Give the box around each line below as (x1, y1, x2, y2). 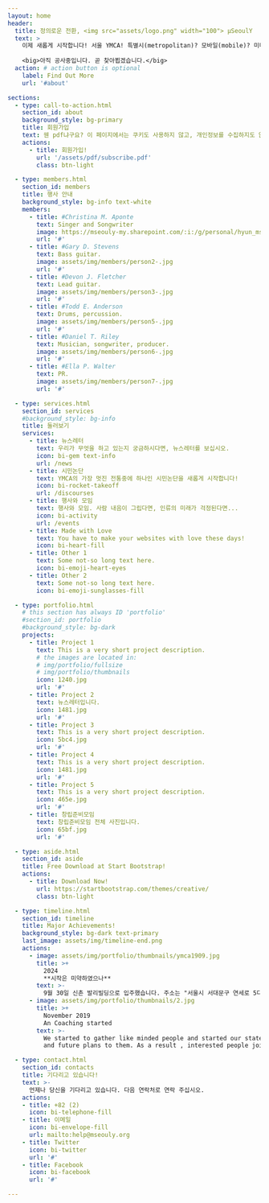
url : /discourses (36, 489, 94, 497)
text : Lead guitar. (36, 280, 102, 288)
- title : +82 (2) (22, 1101, 80, 1109)
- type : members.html (14, 175, 88, 183)
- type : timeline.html (14, 907, 91, 915)
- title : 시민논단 (28, 467, 84, 475)
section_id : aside (22, 855, 84, 863)
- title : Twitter (22, 1138, 80, 1147)
